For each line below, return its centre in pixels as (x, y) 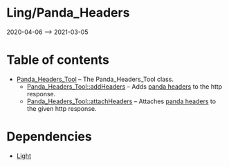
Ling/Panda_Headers (68, 13)
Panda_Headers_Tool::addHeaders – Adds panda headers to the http (125, 86)
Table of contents (58, 60)
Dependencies (49, 137)
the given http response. (62, 108)
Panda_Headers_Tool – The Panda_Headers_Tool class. (95, 79)
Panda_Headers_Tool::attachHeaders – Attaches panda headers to (121, 101)
